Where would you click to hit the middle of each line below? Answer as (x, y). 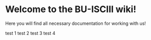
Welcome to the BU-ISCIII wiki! (71, 9)
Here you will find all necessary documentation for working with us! (75, 23)
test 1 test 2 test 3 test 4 (30, 33)
